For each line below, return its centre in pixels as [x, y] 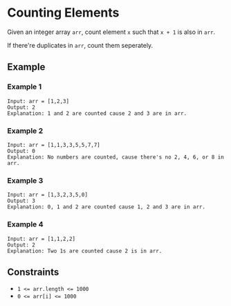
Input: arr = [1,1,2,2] [41, 239]
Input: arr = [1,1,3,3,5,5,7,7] [54, 145]
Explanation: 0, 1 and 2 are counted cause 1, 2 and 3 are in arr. [107, 207]
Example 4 [25, 224]
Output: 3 [21, 201]
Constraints [33, 272]
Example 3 [25, 180]
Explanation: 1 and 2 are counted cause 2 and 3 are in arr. [97, 113]
